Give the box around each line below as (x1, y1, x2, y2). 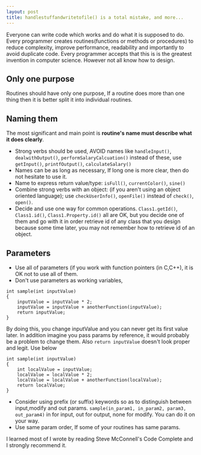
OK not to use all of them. (14, 270, 78, 277)
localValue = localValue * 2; (17, 371, 93, 377)
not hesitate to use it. (14, 173, 67, 180)
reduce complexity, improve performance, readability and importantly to (6, 43, 184, 51)
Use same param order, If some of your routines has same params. (14, 423, 181, 430)
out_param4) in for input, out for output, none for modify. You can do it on (14, 411, 195, 418)
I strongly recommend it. (6, 441, 67, 448)
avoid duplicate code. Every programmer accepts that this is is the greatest (6, 50, 192, 57)
